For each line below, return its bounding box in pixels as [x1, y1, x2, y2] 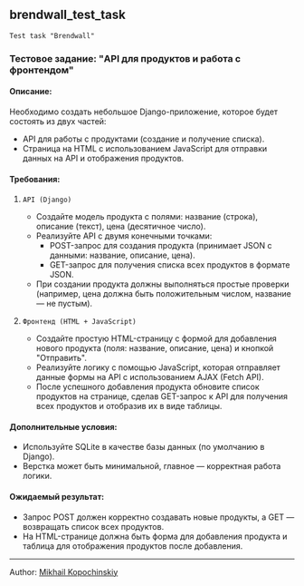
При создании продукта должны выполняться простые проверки [35, 278, 290, 289]
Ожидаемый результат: [9, 491, 105, 502]
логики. [22, 471, 52, 482]
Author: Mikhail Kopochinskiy [9, 566, 119, 577]
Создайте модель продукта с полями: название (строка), [35, 211, 259, 222]
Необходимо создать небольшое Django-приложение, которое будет [9, 106, 279, 117]
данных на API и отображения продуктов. [22, 152, 185, 163]
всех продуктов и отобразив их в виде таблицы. [35, 401, 223, 412]
